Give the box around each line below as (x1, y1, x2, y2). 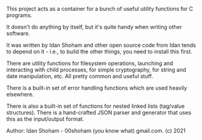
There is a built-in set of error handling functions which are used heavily (6, 84, 187, 92)
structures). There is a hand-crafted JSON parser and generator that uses (6, 109, 192, 116)
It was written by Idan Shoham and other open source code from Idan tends (6, 42, 197, 48)
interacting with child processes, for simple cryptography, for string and (6, 66, 187, 73)
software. (6, 30, 30, 37)
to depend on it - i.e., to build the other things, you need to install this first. (6, 48, 193, 55)
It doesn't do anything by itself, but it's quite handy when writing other (6, 24, 183, 30)
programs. (6, 12, 32, 19)
